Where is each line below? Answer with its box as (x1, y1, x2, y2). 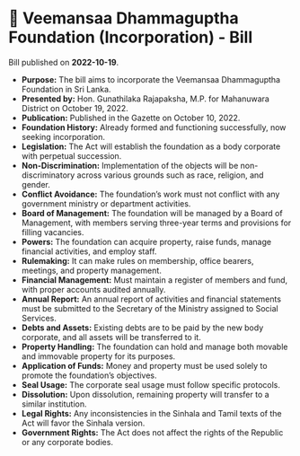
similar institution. (21, 399, 87, 409)
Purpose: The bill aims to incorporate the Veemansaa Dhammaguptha (21, 74, 280, 84)
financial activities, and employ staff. (21, 246, 157, 257)
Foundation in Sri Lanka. (21, 83, 111, 94)
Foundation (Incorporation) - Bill (8, 27, 253, 48)
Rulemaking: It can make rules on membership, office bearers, (21, 255, 254, 266)
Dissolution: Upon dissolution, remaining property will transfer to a (21, 389, 270, 399)
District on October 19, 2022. (21, 102, 129, 113)
